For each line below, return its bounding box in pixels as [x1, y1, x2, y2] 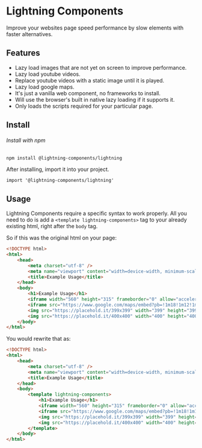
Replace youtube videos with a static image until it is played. [14, 76, 165, 84]
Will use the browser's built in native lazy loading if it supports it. [14, 96, 175, 103]
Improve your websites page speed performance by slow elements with [6, 24, 184, 31]
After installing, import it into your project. [6, 166, 109, 173]
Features [6, 48, 40, 58]
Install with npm [6, 137, 46, 144]
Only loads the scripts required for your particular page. [14, 102, 153, 110]
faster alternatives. [6, 30, 53, 37]
